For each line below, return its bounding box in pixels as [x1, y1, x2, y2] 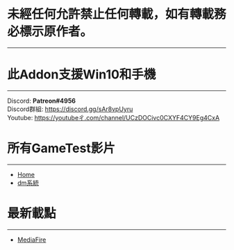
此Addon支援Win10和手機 [7, 67, 156, 83]
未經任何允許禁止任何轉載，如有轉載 [7, 6, 215, 22]
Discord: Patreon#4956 [7, 97, 76, 105]
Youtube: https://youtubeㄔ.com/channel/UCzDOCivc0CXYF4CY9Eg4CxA [7, 113, 220, 122]
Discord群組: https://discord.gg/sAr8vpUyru [7, 105, 133, 113]
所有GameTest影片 [7, 140, 116, 156]
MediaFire [17, 235, 47, 244]
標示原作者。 [19, 24, 93, 40]
